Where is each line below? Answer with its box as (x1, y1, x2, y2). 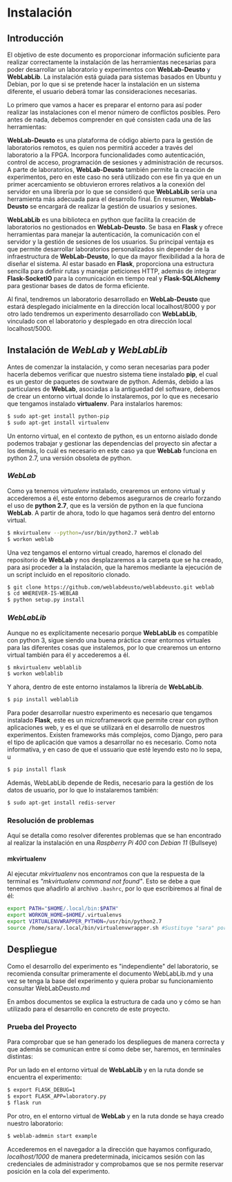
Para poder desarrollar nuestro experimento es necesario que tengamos (7, 709, 213, 717)
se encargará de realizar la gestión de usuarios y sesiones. (30, 202, 197, 210)
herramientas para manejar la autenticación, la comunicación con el (7, 230, 200, 238)
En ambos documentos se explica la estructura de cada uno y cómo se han (7, 997, 221, 1006)
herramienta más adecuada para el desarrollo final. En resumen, (7, 195, 190, 203)
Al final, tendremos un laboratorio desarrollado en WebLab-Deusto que (7, 295, 211, 303)
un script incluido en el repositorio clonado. (7, 570, 131, 578)
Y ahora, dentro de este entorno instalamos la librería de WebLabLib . (7, 683, 204, 692)
